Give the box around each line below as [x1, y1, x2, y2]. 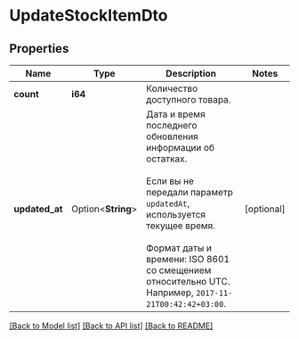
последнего [146, 120, 198, 131]
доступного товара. [146, 94, 231, 105]
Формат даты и [146, 242, 212, 254]
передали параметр [146, 186, 234, 198]
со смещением [146, 264, 212, 277]
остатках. [146, 153, 188, 165]
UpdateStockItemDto [9, 5, 168, 26]
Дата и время [146, 108, 206, 120]
